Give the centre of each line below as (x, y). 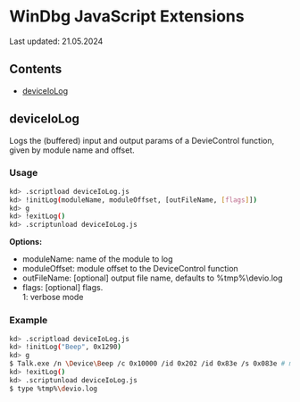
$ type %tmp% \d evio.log (54, 389)
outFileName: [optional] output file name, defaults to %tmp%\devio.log (152, 278)
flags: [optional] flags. (62, 288)
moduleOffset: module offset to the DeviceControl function (130, 269)
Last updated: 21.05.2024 (56, 41)
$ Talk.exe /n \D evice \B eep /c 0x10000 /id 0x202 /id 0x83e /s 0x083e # (147, 364)
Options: (26, 242)
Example (29, 321)
